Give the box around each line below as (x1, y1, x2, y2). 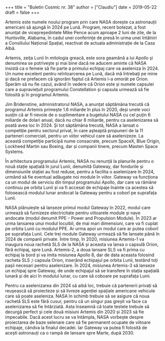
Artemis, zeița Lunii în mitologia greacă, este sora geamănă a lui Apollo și (5, 55, 154, 61)
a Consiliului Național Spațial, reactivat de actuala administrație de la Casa (5, 40, 155, 46)
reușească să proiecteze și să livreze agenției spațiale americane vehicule (5, 288, 155, 293)
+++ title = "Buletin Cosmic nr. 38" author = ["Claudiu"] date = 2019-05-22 (5, 4, 157, 10)
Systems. (5, 148, 24, 154)
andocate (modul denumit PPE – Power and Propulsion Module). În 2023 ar (5, 215, 157, 221)
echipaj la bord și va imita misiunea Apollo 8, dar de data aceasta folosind (5, 252, 155, 258)
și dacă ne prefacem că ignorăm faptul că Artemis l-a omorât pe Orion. (5, 76, 149, 82)
